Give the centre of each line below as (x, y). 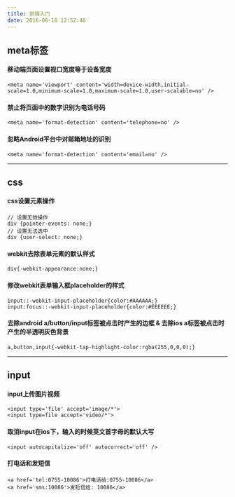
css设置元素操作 (31, 201)
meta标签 (28, 50)
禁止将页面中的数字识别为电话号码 (56, 107)
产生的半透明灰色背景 (38, 332)
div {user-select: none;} (45, 238)
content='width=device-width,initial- (133, 85)
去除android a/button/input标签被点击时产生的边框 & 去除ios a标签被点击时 (116, 323)
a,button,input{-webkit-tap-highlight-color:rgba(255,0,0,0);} (101, 347)
